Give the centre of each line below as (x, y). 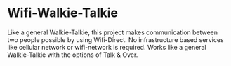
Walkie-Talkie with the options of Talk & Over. (73, 55)
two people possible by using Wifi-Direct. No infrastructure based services (115, 39)
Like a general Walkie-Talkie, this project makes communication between (113, 32)
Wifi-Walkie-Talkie (62, 13)
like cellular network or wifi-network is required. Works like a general (107, 47)
